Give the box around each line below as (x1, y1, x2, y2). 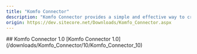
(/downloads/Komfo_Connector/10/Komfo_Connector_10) (6, 42, 142, 49)
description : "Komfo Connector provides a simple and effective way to (6, 14, 185, 20)
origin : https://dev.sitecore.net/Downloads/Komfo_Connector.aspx (6, 19, 172, 25)
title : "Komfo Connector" (6, 8, 69, 15)
